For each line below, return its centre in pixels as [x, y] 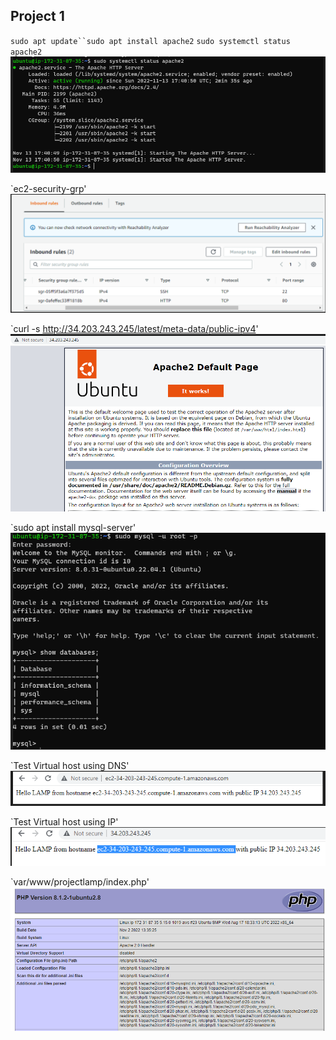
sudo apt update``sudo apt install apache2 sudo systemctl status [150, 41]
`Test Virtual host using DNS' [70, 766]
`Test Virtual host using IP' [64, 822]
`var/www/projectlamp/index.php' [80, 881]
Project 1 [37, 16]
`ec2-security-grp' [48, 188]
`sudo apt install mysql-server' [73, 527]
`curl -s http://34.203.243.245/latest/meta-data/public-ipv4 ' [134, 328]
